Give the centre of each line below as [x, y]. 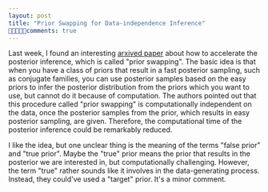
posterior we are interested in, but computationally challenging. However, [129, 162]
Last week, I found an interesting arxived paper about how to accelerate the [133, 54]
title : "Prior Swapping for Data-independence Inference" [107, 23]
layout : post [30, 16]
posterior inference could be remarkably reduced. [90, 130]
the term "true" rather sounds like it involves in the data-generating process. [134, 171]
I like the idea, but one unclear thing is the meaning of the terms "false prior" [134, 146]
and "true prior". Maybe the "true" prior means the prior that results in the [129, 154]
